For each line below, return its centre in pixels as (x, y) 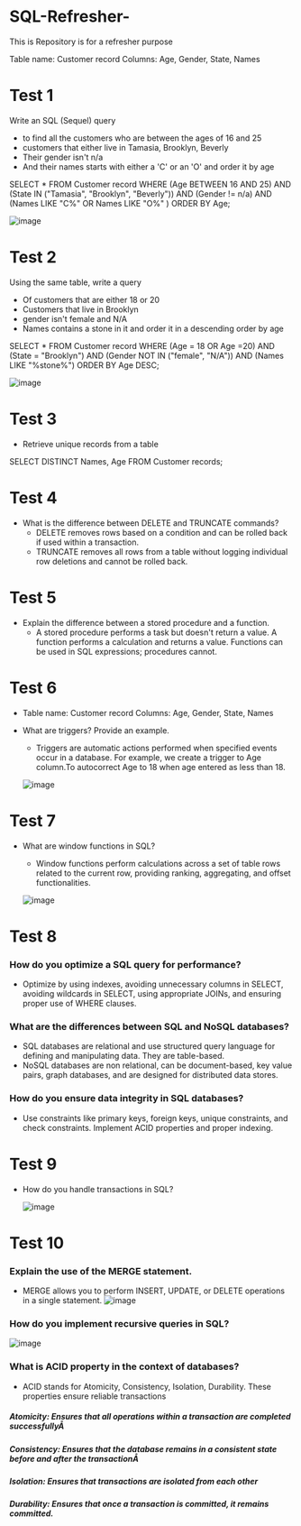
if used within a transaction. (87, 542)
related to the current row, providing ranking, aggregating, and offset (163, 873)
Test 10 (37, 1243)
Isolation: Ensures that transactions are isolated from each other (134, 1481)
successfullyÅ (37, 1426)
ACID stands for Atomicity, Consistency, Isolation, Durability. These (147, 1386)
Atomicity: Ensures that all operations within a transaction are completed (150, 1417)
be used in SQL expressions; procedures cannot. (127, 651)
